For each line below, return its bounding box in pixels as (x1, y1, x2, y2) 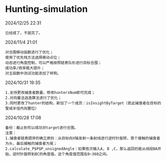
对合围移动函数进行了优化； (5, 50, 54, 55)
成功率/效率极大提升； (5, 66, 45, 71)
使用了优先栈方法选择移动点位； (5, 55, 61, 60)
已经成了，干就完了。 (5, 30, 42, 35)
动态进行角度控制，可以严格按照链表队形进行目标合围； (5, 60, 102, 65)
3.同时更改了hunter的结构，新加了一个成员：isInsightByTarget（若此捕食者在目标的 (5, 100, 162, 105)
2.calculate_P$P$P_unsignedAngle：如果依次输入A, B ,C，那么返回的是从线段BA (5, 146, 158, 151)
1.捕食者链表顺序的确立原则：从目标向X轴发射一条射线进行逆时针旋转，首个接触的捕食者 (5, 136, 161, 141)
